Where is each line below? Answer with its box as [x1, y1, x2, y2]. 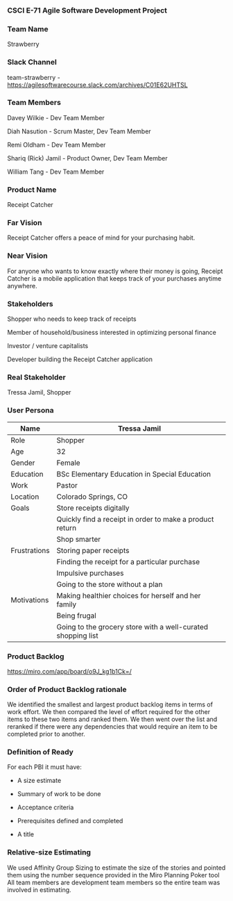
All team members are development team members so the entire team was [7, 878, 221, 886]
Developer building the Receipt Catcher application [7, 355, 153, 363]
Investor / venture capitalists [7, 342, 89, 349]
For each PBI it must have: [7, 763, 82, 771]
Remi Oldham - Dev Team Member [7, 140, 106, 149]
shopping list [56, 631, 98, 640]
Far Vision [7, 218, 42, 228]
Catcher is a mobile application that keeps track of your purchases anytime [7, 274, 222, 283]
